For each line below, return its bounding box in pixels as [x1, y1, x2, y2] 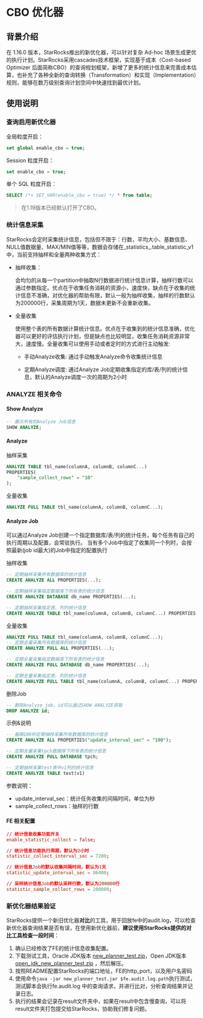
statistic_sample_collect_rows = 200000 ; [6, 886, 112, 892]
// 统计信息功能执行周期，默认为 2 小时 [6, 847, 89, 853]
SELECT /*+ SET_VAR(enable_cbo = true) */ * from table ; [6, 192, 153, 198]
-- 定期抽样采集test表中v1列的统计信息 [6, 765, 94, 771]
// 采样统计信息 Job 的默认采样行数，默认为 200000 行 [6, 881, 120, 887]
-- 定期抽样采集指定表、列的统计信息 [6, 604, 86, 611]
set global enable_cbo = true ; [6, 145, 85, 151]
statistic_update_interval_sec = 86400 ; [6, 870, 110, 876]
